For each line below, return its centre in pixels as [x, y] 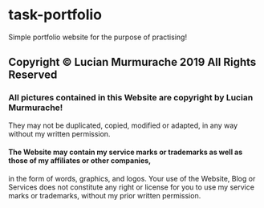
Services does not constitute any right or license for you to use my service [132, 187]
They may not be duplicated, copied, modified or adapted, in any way [123, 125]
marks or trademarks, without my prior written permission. [105, 195]
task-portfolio [55, 15]
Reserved [33, 75]
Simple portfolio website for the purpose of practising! [97, 37]
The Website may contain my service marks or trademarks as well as [126, 152]
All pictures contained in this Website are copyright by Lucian [131, 98]
